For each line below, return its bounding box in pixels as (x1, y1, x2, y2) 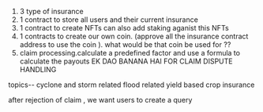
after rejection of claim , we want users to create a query (8, 96, 193, 104)
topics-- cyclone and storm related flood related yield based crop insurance (8, 80, 255, 89)
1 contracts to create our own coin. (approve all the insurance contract (19, 31, 249, 41)
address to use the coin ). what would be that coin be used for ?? (19, 40, 231, 49)
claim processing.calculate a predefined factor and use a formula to (19, 49, 241, 57)
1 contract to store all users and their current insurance (19, 15, 199, 24)
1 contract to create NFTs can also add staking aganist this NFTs (19, 23, 229, 32)
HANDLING (19, 65, 57, 74)
